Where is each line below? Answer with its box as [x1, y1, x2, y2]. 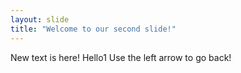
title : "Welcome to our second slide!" [10, 24, 177, 34]
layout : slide [10, 14, 70, 25]
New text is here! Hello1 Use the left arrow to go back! [10, 51, 232, 63]
